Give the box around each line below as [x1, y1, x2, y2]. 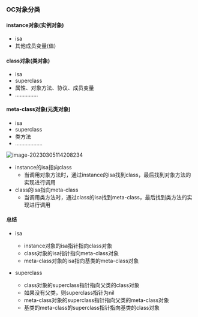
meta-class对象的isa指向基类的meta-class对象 [23, 257, 139, 264]
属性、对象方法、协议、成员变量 [14, 84, 94, 91]
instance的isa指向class [14, 163, 72, 171]
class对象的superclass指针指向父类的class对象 [23, 281, 140, 289]
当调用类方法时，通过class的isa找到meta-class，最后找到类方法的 [23, 193, 187, 201]
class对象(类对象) [6, 57, 50, 64]
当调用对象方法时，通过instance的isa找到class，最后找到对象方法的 [23, 171, 191, 178]
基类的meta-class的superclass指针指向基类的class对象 [23, 304, 160, 311]
